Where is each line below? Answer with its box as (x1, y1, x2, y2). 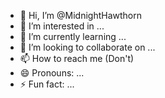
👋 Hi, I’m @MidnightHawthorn (19, 10, 142, 21)
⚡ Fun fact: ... (19, 78, 75, 90)
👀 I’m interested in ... (19, 20, 105, 32)
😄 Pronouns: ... (19, 67, 85, 79)
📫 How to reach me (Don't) (19, 53, 135, 64)
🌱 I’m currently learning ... (19, 31, 127, 42)
